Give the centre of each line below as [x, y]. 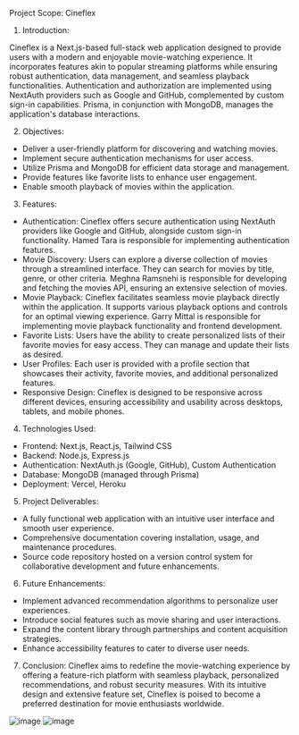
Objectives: [43, 131]
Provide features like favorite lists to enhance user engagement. [139, 177]
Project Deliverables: [60, 501]
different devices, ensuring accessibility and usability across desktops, [153, 402]
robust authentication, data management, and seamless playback [129, 76]
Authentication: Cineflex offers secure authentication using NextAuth [149, 221]
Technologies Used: [59, 429]
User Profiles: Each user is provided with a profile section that [136, 364]
